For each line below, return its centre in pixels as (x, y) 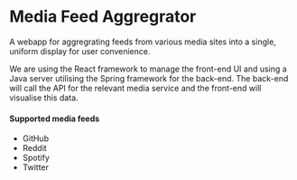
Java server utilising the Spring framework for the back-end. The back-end (149, 78)
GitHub (36, 138)
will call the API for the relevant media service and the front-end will (135, 88)
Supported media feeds (55, 118)
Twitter (36, 167)
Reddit (34, 148)
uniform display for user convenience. (80, 51)
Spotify (36, 158)
